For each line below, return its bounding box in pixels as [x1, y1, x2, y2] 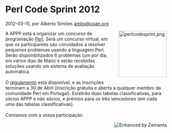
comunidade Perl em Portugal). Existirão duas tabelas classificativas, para [5, 90, 162, 96]
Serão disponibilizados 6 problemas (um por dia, [5, 52, 108, 58]
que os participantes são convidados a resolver [5, 41, 106, 47]
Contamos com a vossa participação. [5, 112, 84, 118]
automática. [5, 68, 31, 75]
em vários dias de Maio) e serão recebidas [5, 57, 95, 63]
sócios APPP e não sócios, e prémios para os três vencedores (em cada [5, 96, 157, 102]
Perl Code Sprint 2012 [5, 4, 100, 15]
